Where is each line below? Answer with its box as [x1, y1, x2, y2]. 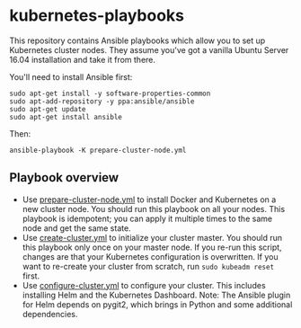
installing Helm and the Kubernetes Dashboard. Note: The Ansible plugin [22, 289, 291, 300]
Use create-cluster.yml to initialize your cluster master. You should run [22, 232, 283, 243]
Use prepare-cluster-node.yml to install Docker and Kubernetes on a [22, 194, 277, 205]
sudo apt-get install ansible [9, 112, 123, 121]
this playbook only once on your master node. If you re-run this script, [22, 242, 282, 253]
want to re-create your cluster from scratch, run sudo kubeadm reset [22, 261, 275, 271]
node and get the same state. [22, 222, 132, 234]
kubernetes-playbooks [9, 5, 185, 26]
